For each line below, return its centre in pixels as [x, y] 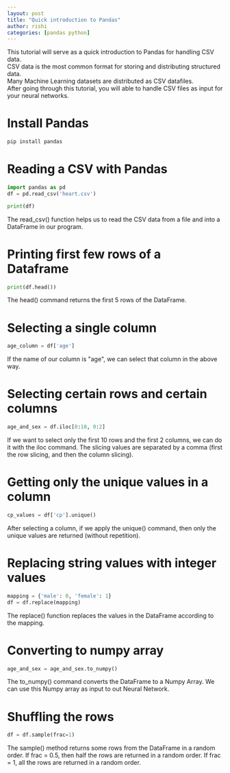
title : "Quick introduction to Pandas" [64, 20]
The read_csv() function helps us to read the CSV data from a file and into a [114, 219]
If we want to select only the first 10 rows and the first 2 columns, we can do [115, 440]
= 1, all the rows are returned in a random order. [74, 763]
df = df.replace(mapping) [44, 602]
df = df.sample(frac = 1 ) [41, 735]
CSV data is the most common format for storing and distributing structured [114, 66]
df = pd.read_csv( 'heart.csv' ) [52, 194]
